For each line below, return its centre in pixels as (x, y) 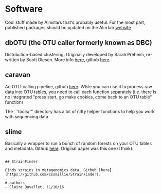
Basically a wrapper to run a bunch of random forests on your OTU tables (79, 144)
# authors (15, 183)
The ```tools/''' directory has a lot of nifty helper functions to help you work (80, 111)
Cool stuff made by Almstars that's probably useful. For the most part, (75, 22)
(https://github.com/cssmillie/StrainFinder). (53, 175)
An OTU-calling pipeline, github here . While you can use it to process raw (79, 86)
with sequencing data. (27, 116)
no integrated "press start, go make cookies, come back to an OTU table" (79, 97)
